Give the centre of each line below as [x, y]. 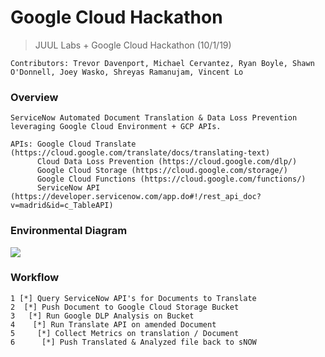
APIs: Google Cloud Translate [73, 144]
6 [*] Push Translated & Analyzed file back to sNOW [133, 342]
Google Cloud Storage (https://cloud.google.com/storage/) [162, 171]
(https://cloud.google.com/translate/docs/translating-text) [140, 153]
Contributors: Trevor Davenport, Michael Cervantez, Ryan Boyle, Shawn [162, 63]
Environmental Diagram [69, 231]
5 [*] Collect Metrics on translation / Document [125, 333]
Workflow [35, 278]
